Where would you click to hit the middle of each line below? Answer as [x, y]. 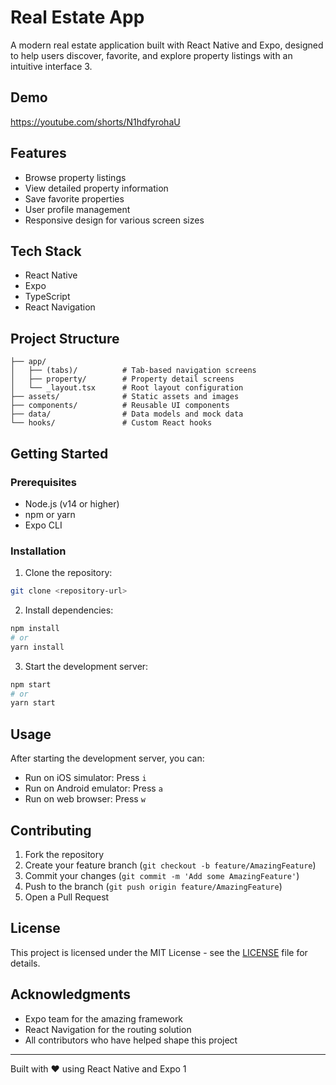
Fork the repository [64, 854]
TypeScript [47, 297]
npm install [35, 629]
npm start [31, 684]
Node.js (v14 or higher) [72, 503]
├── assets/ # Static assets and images [125, 397]
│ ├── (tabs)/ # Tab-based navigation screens [133, 371]
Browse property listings [75, 177]
